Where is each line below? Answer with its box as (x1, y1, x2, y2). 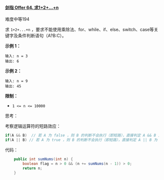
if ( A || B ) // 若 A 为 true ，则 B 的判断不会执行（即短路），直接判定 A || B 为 (5, 138, 158, 142)
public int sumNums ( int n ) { (14, 157, 73, 161)
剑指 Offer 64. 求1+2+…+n (5, 4, 59, 10)
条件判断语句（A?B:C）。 (18, 33, 67, 39)
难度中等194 (5, 16, 30, 22)
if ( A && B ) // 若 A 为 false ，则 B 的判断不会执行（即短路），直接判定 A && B (5, 133, 156, 138)
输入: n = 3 (5, 54, 28, 59)
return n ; (22, 166, 42, 171)
